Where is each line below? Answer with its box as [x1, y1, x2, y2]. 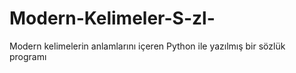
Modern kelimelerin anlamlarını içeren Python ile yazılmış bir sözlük [9, 40, 286, 52]
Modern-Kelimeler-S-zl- [9, 7, 216, 30]
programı [9, 50, 47, 62]
